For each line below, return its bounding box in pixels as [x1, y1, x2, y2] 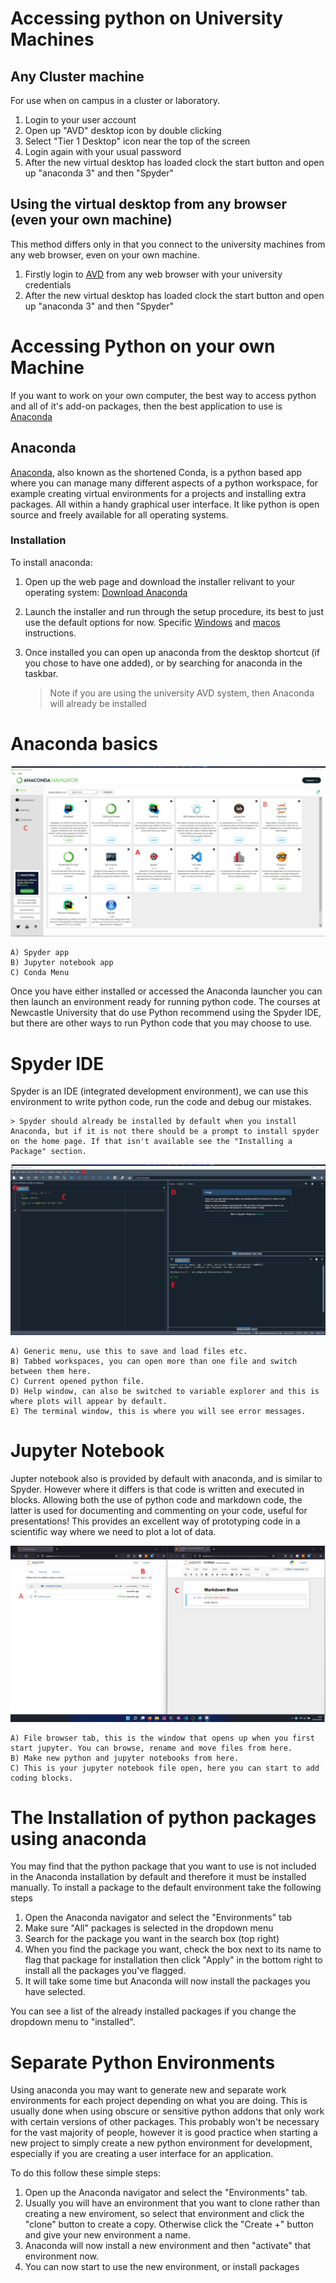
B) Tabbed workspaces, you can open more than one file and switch [10, 1357, 298, 1367]
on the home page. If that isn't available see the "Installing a [10, 1137, 293, 1147]
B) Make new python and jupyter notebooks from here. [10, 1753, 240, 1763]
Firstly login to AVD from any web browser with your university [24, 268, 283, 280]
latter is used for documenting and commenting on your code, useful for [10, 1505, 308, 1517]
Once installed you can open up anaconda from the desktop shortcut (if [24, 646, 320, 658]
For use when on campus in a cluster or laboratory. [10, 95, 221, 106]
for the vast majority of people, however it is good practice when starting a [10, 2127, 318, 2139]
